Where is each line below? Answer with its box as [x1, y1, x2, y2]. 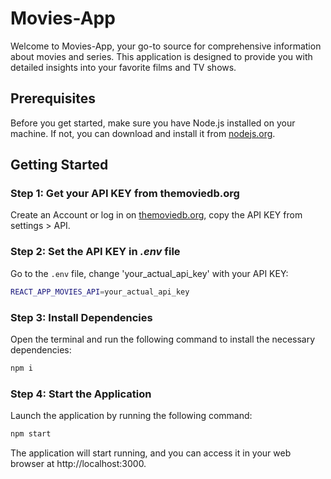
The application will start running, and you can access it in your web [10, 447, 292, 459]
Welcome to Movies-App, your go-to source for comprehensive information [10, 40, 322, 52]
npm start [10, 429, 52, 439]
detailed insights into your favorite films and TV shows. [10, 61, 237, 73]
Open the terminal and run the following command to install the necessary [10, 333, 316, 345]
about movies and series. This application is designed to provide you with [10, 50, 313, 62]
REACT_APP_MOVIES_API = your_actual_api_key [10, 287, 190, 297]
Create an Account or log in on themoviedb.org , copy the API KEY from [10, 209, 303, 221]
